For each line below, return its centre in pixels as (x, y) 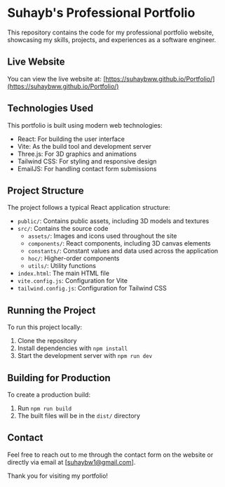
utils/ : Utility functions (62, 266)
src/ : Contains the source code (63, 229)
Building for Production (59, 378)
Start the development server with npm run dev (85, 356)
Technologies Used (50, 108)
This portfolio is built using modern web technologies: (85, 125)
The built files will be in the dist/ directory (79, 416)
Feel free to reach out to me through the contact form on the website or (110, 455)
